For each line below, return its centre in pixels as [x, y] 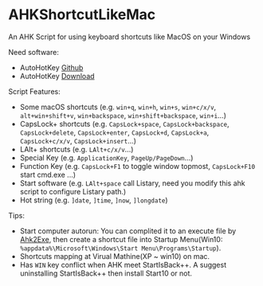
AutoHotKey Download [57, 76]
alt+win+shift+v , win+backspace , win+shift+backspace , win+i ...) [123, 115]
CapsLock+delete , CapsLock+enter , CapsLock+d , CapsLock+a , [114, 132]
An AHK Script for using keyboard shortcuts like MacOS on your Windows [130, 37]
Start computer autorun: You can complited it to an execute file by [128, 231]
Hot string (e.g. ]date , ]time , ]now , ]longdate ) [94, 200]
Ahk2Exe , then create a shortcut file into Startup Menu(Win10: [121, 239]
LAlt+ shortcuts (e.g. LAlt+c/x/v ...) [77, 149]
